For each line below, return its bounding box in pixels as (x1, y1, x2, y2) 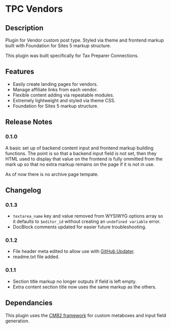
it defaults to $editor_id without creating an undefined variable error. (12, 219, 161, 225)
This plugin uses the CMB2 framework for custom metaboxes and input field (5, 312, 166, 318)
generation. (5, 318, 30, 324)
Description (5, 24, 44, 32)
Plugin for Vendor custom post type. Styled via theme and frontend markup (5, 37, 164, 43)
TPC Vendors (5, 3, 63, 15)
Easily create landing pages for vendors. (12, 81, 98, 87)
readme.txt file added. (12, 254, 60, 260)
